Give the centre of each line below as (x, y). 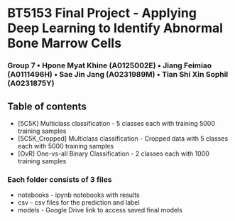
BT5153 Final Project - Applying (102, 13)
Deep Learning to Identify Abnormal (115, 28)
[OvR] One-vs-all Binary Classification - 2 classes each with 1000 (113, 153)
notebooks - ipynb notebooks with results (78, 195)
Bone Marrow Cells (65, 43)
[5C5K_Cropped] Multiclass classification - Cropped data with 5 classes (123, 138)
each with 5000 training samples (66, 146)
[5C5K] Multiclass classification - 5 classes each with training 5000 (116, 123)
